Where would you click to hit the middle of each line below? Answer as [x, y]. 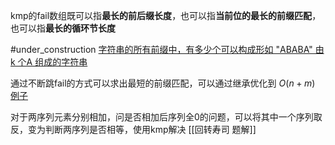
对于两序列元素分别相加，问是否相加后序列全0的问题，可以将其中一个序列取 [166, 117]
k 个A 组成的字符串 [49, 62]
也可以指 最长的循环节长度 [63, 28]
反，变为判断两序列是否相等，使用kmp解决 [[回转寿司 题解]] [133, 129]
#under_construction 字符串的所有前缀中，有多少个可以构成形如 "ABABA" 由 [167, 49]
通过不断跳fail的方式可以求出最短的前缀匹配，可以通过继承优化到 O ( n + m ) [163, 83]
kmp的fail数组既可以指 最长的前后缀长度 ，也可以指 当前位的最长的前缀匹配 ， [166, 15]
